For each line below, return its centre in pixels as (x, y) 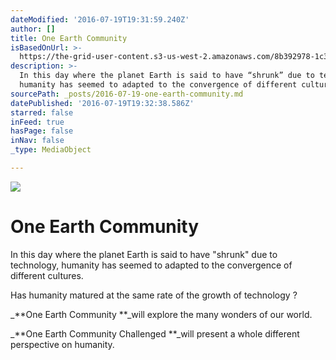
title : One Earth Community (69, 38)
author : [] (33, 29)
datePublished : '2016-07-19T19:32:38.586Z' (102, 103)
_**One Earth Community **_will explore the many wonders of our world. (161, 314)
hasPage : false (42, 131)
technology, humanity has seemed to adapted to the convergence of (151, 265)
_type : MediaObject (51, 150)
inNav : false (37, 141)
